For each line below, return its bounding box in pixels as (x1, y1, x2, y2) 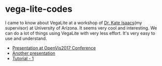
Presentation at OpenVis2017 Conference (12, 45, 96, 51)
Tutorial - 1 (12, 55, 34, 61)
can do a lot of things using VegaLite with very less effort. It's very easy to (5, 30, 156, 36)
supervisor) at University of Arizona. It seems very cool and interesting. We (5, 25, 157, 31)
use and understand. (5, 35, 47, 41)
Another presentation (12, 50, 55, 56)
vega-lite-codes (5, 3, 73, 15)
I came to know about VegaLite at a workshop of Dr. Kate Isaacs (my (5, 20, 142, 26)
